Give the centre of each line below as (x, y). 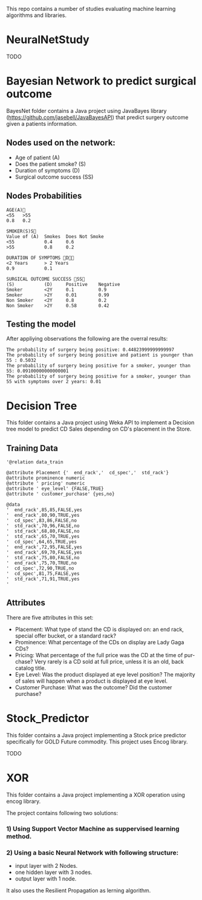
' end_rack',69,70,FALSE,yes (44, 553)
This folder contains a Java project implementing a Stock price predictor (96, 735)
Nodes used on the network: (61, 143)
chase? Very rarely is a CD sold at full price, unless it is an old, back (99, 661)
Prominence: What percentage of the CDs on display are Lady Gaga (99, 642)
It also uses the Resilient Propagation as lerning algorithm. (79, 890)
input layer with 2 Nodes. (46, 865)
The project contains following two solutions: (62, 813)
